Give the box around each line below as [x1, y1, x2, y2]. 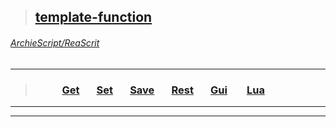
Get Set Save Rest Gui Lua [61, 83, 265, 97]
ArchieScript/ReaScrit [10, 36, 100, 49]
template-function [34, 9, 153, 26]
